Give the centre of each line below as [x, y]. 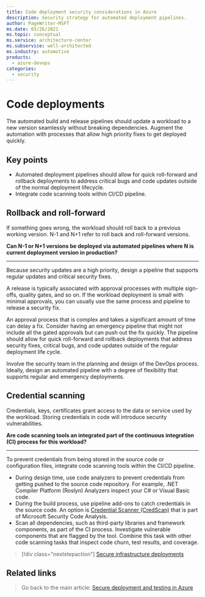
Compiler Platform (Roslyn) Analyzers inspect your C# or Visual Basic [103, 490]
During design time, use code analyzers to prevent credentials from [100, 477]
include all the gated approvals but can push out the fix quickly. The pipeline [102, 332]
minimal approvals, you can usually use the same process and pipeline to [98, 301]
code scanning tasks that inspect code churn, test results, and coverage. [107, 542]
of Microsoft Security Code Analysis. [61, 516]
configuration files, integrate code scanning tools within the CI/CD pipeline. [101, 465]
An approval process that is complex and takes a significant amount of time [101, 319]
